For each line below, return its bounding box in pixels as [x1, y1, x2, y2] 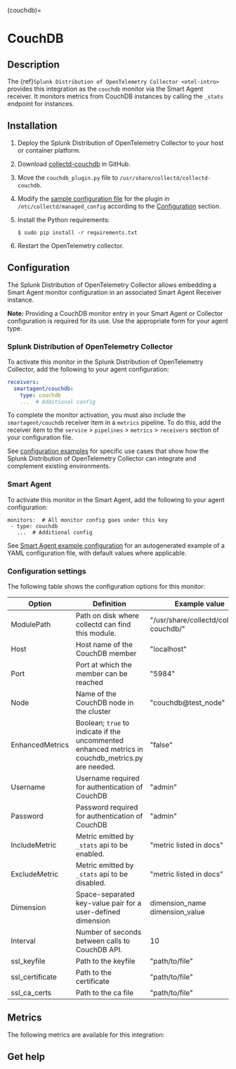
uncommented [75, 736, 124, 745]
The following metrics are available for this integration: [7, 1030, 165, 1039]
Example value [174, 599, 225, 609]
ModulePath [11, 620, 51, 629]
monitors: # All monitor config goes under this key [7, 516, 169, 523]
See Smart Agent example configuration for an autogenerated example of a [7, 541, 225, 549]
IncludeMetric [11, 840, 57, 850]
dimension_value [150, 907, 205, 917]
